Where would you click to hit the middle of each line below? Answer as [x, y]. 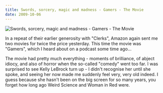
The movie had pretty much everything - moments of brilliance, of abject [80, 58]
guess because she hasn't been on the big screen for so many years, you [81, 80]
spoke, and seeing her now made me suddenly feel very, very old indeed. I [82, 74]
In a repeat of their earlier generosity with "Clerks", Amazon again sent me [81, 38]
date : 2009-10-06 [23, 14]
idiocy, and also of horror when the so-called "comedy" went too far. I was [82, 64]
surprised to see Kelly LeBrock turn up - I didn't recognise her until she [78, 69]
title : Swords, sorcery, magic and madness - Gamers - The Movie [74, 10]
